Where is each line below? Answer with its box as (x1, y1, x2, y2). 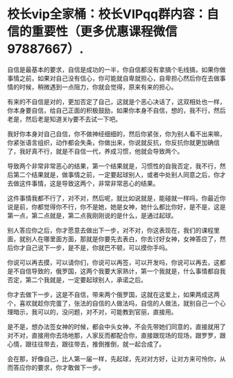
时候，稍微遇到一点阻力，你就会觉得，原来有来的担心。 (19, 83, 178, 91)
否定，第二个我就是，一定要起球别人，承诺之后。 (7, 275, 147, 283)
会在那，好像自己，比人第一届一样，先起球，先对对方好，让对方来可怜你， (7, 354, 220, 363)
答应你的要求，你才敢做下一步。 (12, 363, 105, 372)
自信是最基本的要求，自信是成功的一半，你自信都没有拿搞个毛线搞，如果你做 (7, 65, 226, 74)
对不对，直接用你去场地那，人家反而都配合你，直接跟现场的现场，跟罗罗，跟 (7, 331, 226, 339)
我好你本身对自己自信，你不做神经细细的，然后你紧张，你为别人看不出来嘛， (7, 129, 226, 138)
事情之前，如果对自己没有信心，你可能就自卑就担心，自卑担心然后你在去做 (7, 74, 220, 82)
